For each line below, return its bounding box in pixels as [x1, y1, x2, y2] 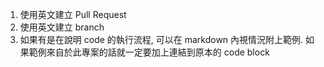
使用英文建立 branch [19, 21, 105, 33]
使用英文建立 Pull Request [19, 9, 127, 20]
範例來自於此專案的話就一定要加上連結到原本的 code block [28, 46, 270, 58]
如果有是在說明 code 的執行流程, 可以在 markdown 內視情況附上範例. [19, 34, 304, 45]
